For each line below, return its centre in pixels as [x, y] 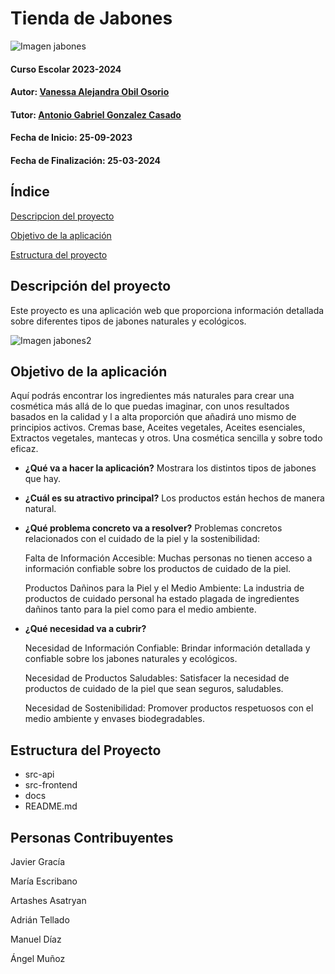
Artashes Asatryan [48, 900]
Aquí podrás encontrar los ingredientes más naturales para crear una [152, 396]
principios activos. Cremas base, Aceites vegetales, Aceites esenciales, [158, 428]
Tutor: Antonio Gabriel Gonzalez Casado [96, 114]
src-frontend [51, 785]
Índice [30, 192]
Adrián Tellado [40, 919]
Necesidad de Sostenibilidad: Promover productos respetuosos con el [169, 708]
